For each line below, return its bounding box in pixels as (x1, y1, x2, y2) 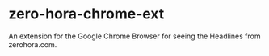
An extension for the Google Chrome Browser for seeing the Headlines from (8, 31, 261, 41)
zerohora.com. (8, 39, 57, 49)
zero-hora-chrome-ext (8, 5, 165, 23)
